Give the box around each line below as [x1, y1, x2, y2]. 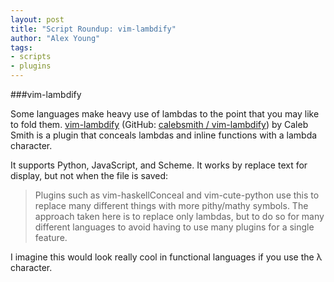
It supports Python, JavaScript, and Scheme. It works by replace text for [10, 159, 308, 171]
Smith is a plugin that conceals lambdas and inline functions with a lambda [10, 129, 318, 141]
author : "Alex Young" [10, 33, 101, 43]
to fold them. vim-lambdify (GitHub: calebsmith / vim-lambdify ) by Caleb [10, 119, 309, 130]
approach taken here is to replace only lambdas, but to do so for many [34, 211, 325, 222]
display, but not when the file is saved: [10, 170, 168, 181]
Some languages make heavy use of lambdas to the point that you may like [10, 108, 320, 120]
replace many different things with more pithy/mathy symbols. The [34, 200, 309, 211]
